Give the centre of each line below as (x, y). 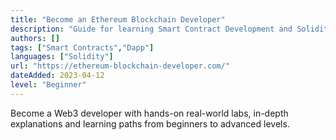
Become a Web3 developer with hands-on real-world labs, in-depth (149, 113)
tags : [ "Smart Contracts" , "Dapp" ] (82, 47)
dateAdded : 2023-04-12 (57, 76)
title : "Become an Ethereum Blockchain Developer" (118, 19)
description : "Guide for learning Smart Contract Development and (151, 29)
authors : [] (35, 38)
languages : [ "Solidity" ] (62, 57)
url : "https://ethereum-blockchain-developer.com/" (120, 66)
